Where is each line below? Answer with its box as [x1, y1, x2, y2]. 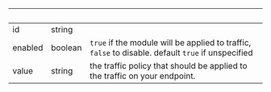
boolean [51, 42, 82, 53]
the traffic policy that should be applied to [90, 61, 248, 71]
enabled [12, 42, 44, 53]
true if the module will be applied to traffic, [90, 37, 252, 48]
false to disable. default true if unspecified [90, 48, 253, 58]
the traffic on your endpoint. [90, 70, 196, 82]
